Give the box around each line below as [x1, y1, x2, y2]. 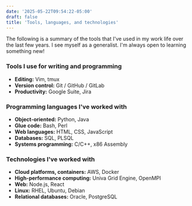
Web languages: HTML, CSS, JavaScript [14, 128, 113, 135]
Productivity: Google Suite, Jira [14, 88, 92, 95]
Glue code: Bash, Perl [14, 122, 68, 129]
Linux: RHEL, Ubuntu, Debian [14, 187, 86, 194]
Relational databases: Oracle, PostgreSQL [14, 193, 118, 200]
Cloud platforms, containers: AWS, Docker [14, 169, 120, 176]
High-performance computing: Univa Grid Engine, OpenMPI [14, 174, 162, 181]
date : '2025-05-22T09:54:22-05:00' [6, 8, 93, 15]
